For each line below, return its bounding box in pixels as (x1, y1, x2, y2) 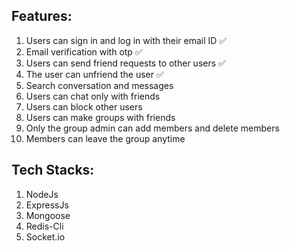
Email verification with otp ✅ (25, 45, 143, 58)
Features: (11, 8, 73, 25)
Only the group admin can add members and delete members (25, 122, 280, 134)
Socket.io (25, 230, 66, 243)
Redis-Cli (25, 220, 64, 232)
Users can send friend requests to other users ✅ (25, 57, 226, 69)
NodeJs (25, 188, 59, 200)
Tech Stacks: (11, 162, 95, 179)
